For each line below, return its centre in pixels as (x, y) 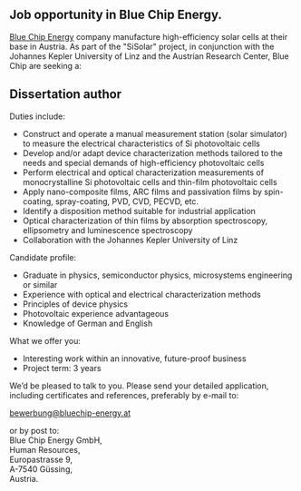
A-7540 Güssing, (41, 469)
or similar (40, 284)
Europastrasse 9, (41, 459)
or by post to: (34, 430)
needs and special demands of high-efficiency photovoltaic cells (143, 162)
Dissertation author (66, 94)
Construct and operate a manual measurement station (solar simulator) (155, 133)
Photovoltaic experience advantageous (96, 313)
